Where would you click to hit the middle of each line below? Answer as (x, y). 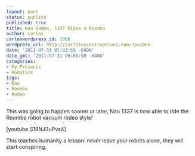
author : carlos (25, 34)
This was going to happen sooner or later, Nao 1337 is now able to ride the (97, 111)
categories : (21, 61)
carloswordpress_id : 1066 (38, 39)
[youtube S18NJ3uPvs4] (36, 129)
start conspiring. (26, 147)
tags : (13, 78)
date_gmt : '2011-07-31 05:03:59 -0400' (56, 56)
